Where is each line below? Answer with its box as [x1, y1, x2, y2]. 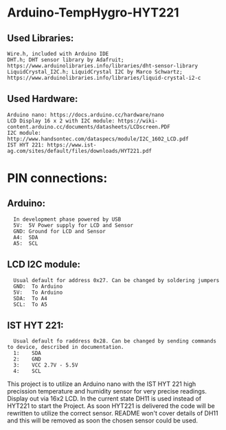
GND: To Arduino [13, 283, 63, 290]
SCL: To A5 [13, 301, 48, 308]
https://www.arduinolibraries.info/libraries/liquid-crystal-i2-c [7, 74, 201, 81]
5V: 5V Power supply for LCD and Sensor [13, 222, 134, 228]
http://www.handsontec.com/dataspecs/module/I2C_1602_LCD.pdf [7, 136, 189, 142]
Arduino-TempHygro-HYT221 [7, 5, 180, 21]
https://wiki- [117, 117, 158, 125]
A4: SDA [13, 234, 38, 241]
